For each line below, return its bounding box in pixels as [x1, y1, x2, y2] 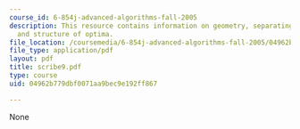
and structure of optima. [17, 29, 114, 38]
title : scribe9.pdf [9, 63, 82, 72]
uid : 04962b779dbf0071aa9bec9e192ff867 [9, 79, 158, 88]
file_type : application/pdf [9, 46, 114, 55]
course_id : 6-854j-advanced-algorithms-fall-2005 [9, 12, 198, 22]
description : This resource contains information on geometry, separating [9, 21, 294, 30]
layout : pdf [9, 54, 54, 63]
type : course [9, 71, 58, 80]
